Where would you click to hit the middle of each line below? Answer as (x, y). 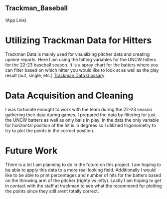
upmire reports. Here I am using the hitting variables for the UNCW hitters (81, 59)
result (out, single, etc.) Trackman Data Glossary (55, 75)
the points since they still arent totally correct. (52, 191)
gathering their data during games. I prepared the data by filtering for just (81, 115)
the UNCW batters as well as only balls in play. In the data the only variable (82, 120)
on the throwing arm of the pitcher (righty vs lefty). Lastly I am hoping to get (83, 180)
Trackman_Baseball (37, 8)
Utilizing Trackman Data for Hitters (79, 40)
